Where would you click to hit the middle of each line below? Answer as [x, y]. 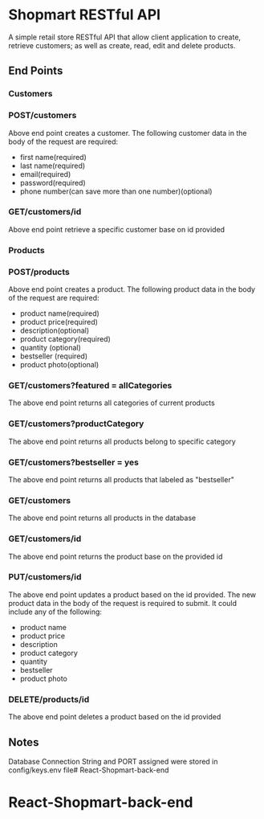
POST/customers [43, 116]
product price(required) [59, 322]
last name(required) [53, 166]
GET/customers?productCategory [76, 424]
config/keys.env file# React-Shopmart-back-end [89, 770]
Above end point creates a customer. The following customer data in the [128, 133]
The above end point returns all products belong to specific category [122, 441]
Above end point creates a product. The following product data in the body [132, 289]
